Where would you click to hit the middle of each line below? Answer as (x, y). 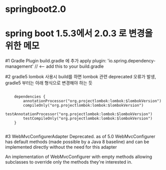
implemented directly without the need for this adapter (61, 147)
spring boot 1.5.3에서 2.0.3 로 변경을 (79, 34)
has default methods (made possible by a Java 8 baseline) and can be (77, 142)
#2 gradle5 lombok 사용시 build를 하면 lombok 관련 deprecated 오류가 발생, (81, 77)
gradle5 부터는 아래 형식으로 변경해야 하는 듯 (49, 83)
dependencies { (30, 97)
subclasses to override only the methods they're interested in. (69, 162)
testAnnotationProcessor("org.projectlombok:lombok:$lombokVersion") (79, 114)
